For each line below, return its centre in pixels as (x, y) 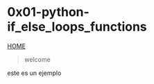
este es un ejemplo (34, 73)
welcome (37, 59)
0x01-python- (49, 12)
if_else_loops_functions (77, 27)
